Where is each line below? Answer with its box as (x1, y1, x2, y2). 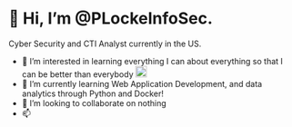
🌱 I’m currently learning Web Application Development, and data (21, 78, 263, 89)
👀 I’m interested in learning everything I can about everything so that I (21, 55, 284, 66)
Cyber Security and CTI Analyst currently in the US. (8, 38, 202, 49)
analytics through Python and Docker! (21, 88, 165, 99)
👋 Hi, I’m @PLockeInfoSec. (8, 8, 213, 29)
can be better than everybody (21, 68, 134, 80)
